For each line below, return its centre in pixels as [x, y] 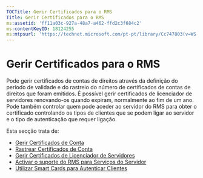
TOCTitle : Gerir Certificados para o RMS [59, 12]
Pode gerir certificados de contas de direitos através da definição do [92, 81]
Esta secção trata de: [33, 131]
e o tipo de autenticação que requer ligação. [62, 119]
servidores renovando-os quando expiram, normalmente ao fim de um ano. [100, 100]
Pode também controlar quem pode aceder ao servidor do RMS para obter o [101, 107]
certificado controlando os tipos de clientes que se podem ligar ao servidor [100, 113]
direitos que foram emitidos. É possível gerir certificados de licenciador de [99, 94]
